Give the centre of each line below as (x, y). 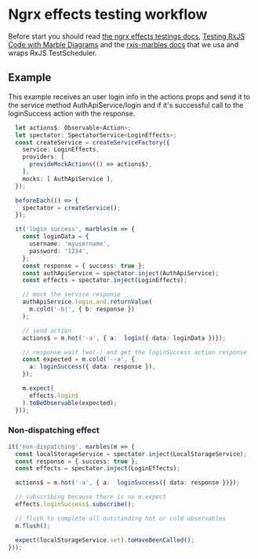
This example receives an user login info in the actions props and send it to (129, 97)
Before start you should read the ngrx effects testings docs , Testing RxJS (127, 36)
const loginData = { (56, 237)
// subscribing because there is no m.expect (91, 497)
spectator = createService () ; (72, 208)
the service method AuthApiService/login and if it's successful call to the (126, 105)
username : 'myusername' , (69, 244)
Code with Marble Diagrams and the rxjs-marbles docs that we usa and (124, 44)
